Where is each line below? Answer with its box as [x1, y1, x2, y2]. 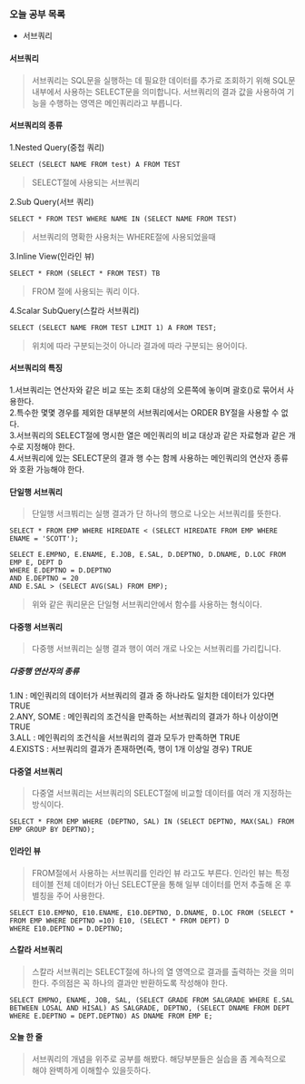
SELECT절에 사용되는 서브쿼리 [31, 177, 141, 188]
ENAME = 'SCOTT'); [9, 534, 79, 543]
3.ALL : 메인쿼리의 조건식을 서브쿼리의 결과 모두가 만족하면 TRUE [9, 732, 241, 743]
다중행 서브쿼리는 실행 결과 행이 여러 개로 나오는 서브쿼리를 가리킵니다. [31, 643, 281, 654]
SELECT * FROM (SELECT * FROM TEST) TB [9, 269, 161, 278]
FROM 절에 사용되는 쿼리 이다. [31, 286, 141, 297]
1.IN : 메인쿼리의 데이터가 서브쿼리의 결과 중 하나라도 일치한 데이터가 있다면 [9, 690, 275, 701]
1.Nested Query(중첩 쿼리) [9, 142, 105, 152]
